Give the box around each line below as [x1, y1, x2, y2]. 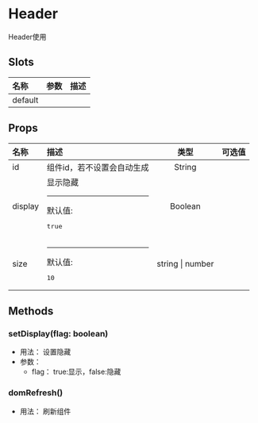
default [12, 94, 39, 106]
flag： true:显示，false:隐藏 [31, 367, 121, 377]
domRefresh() [8, 387, 64, 398]
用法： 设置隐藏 [19, 347, 71, 357]
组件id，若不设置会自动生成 [46, 162, 149, 173]
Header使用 [8, 32, 47, 41]
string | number [156, 258, 214, 269]
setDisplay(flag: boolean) [8, 328, 109, 339]
